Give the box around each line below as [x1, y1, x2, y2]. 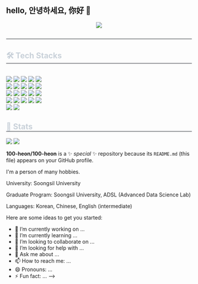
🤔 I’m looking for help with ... [14, 244, 84, 251]
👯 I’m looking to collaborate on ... [14, 238, 95, 245]
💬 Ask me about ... [14, 250, 60, 257]
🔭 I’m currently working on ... [14, 225, 85, 233]
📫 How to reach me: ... [14, 257, 71, 264]
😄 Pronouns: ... [14, 266, 53, 273]
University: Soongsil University [6, 179, 81, 186]
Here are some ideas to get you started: [6, 214, 103, 221]
